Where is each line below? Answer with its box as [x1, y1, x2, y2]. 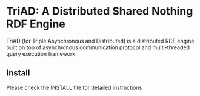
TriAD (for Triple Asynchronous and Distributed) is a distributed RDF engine [6, 37, 195, 44]
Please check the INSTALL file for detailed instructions [6, 84, 142, 91]
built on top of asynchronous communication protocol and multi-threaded [6, 44, 190, 51]
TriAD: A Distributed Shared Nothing [6, 4, 193, 18]
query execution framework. [6, 50, 77, 57]
